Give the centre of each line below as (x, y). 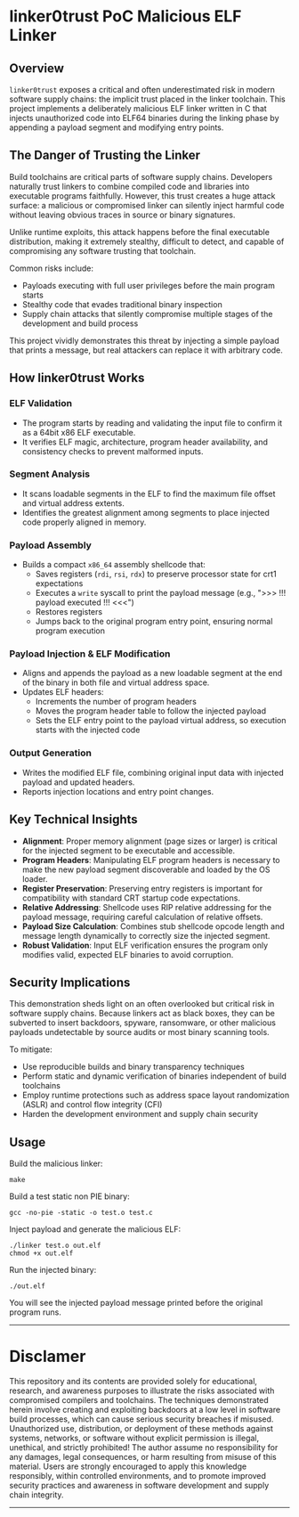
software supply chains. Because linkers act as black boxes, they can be (142, 1014)
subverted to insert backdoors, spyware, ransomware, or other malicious (142, 1023)
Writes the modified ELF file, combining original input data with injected (153, 772)
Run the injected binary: (53, 1270)
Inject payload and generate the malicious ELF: (95, 1229)
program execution (70, 631)
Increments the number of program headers (116, 702)
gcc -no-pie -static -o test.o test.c (81, 1213)
